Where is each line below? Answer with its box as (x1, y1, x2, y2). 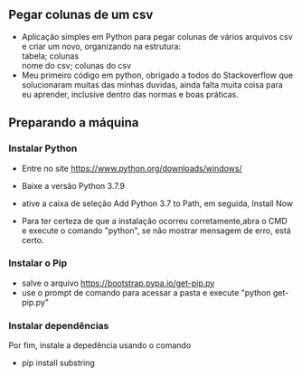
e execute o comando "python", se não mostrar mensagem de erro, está (21, 225, 291, 236)
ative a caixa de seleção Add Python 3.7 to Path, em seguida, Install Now (21, 198, 294, 209)
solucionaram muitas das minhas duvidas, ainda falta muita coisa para (21, 79, 284, 90)
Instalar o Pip (8, 257, 68, 269)
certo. (21, 234, 44, 245)
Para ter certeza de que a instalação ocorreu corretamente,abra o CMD (21, 215, 288, 226)
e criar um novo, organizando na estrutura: (21, 41, 182, 52)
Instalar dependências (8, 319, 109, 332)
